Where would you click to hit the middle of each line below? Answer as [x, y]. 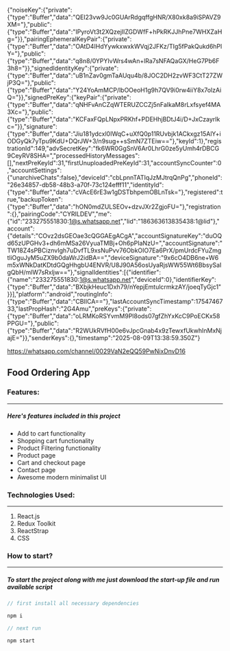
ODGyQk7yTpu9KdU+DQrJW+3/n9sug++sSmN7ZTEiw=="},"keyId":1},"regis [114, 141]
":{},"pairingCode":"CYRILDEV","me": [59, 214]
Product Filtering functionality [59, 448]
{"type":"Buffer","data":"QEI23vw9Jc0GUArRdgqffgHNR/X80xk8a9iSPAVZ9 [114, 17]
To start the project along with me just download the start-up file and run [113, 580]
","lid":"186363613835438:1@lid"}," [170, 221]
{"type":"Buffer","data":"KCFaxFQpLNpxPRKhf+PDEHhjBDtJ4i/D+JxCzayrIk [114, 119]
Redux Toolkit [36, 523]
